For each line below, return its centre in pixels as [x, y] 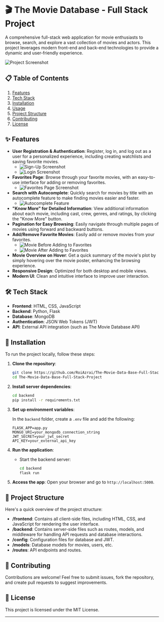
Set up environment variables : [43, 409]
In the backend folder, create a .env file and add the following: [73, 419]
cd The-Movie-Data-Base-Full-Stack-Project [57, 377]
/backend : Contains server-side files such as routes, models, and [78, 529]
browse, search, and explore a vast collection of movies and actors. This [78, 42]
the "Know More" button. [37, 218]
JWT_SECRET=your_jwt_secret [41, 436]
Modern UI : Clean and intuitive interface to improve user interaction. [81, 276]
